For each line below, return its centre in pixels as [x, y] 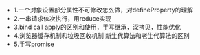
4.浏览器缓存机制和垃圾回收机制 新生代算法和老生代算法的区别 [102, 36]
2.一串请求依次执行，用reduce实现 [63, 19]
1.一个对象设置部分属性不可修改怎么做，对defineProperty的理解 [103, 10]
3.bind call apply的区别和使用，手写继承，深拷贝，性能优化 [97, 27]
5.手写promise [34, 44]
